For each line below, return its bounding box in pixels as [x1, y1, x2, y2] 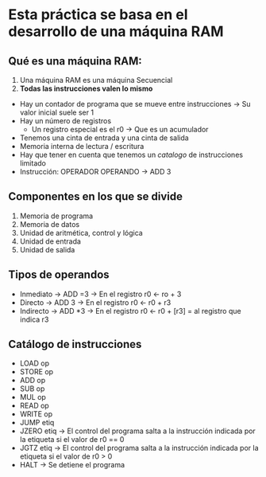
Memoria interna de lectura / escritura [19, 142, 145, 151]
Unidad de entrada [19, 237, 82, 246]
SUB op [19, 384, 45, 393]
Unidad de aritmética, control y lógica [19, 228, 143, 237]
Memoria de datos [19, 219, 80, 229]
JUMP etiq [19, 418, 55, 428]
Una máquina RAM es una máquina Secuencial [19, 76, 173, 84]
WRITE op [19, 409, 53, 419]
